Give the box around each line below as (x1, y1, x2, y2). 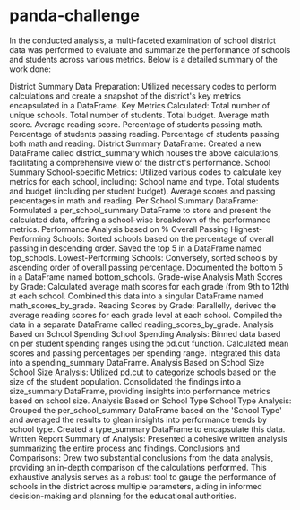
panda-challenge (9, 5, 141, 26)
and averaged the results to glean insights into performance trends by (9, 414, 267, 425)
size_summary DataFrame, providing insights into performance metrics (9, 385, 270, 396)
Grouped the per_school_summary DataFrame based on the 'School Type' (9, 404, 282, 415)
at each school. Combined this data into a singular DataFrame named (9, 290, 264, 301)
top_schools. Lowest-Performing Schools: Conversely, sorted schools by (9, 252, 278, 263)
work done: (9, 64, 52, 74)
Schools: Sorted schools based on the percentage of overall (52, 233, 275, 244)
